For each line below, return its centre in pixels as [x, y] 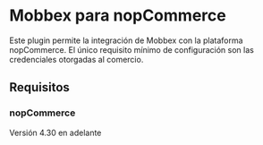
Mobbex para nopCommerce [118, 16]
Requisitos [39, 87]
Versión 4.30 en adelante [55, 132]
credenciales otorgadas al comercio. [76, 59]
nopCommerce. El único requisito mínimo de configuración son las [132, 49]
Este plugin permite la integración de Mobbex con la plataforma [126, 40]
